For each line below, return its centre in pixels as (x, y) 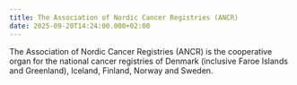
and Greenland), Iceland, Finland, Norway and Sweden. (111, 70)
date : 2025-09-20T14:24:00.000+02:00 (80, 26)
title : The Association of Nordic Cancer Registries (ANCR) (124, 17)
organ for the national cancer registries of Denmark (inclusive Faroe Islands (149, 61)
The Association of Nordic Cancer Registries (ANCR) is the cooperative (141, 51)
